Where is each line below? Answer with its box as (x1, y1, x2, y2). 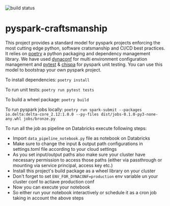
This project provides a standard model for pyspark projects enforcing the (5, 39, 160, 45)
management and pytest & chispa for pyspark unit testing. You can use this (5, 61, 163, 67)
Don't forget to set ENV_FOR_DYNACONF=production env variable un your (12, 173, 158, 179)
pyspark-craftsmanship (5, 23, 108, 34)
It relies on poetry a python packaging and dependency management (5, 50, 151, 56)
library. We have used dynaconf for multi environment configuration (5, 56, 148, 62)
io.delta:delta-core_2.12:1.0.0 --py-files (5, 111, 99, 117)
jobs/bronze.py (23, 116, 56, 121)
